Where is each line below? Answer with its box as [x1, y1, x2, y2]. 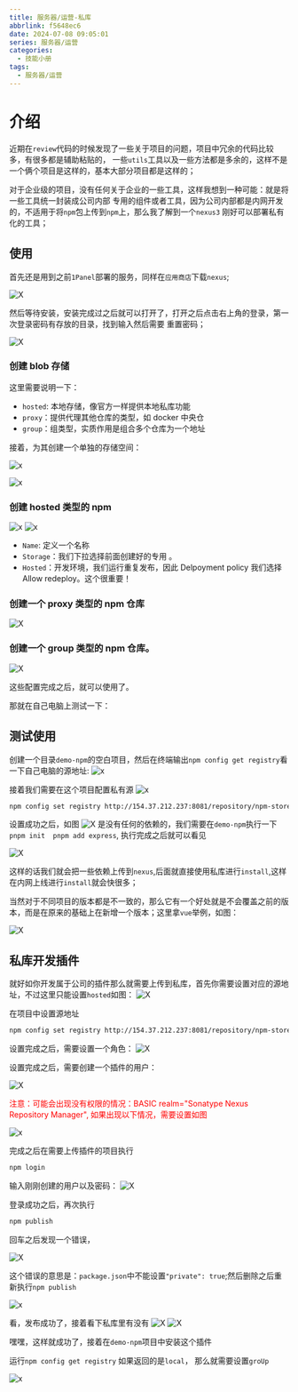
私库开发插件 [9, 953, 80, 968]
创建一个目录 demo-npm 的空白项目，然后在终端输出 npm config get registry [9, 754, 280, 764]
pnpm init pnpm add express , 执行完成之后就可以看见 [9, 830, 207, 841]
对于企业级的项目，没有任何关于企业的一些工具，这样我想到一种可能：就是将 [9, 184, 289, 195]
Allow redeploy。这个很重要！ [21, 573, 131, 584]
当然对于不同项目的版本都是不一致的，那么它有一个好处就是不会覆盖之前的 [9, 896, 281, 907]
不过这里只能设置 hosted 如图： [24, 989, 135, 1000]
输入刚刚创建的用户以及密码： [9, 1180, 118, 1191]
